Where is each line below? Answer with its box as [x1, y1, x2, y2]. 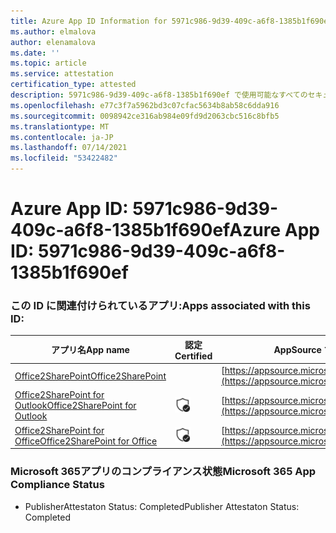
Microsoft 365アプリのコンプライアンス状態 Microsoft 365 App [10, 465, 317, 479]
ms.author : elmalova [10, 26, 97, 37]
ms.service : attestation [10, 69, 114, 79]
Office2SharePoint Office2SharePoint [14, 370, 167, 382]
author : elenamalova [10, 37, 97, 47]
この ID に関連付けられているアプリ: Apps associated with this [10, 299, 311, 313]
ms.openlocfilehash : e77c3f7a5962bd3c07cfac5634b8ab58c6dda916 [10, 100, 280, 110]
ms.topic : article [10, 58, 87, 69]
